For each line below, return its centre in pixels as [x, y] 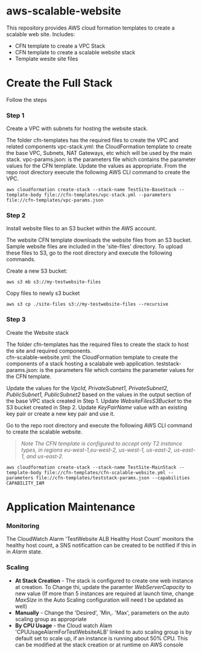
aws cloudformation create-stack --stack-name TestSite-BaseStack [91, 190]
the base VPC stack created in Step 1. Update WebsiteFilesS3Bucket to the [99, 401]
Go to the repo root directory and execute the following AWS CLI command [99, 425]
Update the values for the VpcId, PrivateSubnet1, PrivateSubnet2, [87, 388]
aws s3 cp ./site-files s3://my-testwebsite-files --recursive [87, 304]
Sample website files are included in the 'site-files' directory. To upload [94, 247]
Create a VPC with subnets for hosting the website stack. [77, 128]
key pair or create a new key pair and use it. [61, 414]
